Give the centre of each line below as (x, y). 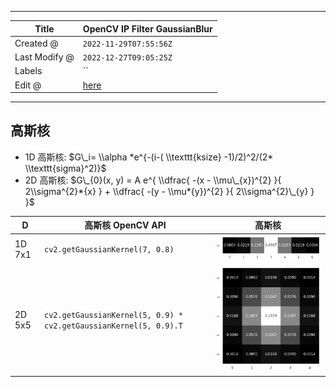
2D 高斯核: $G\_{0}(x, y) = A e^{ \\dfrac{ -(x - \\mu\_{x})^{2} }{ (153, 180)
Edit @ (28, 85)
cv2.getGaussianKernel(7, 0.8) (109, 250)
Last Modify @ (44, 57)
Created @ (36, 43)
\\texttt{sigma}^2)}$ (65, 168)
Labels (28, 71)
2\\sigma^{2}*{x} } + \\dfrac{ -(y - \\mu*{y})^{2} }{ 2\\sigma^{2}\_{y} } (169, 191)
